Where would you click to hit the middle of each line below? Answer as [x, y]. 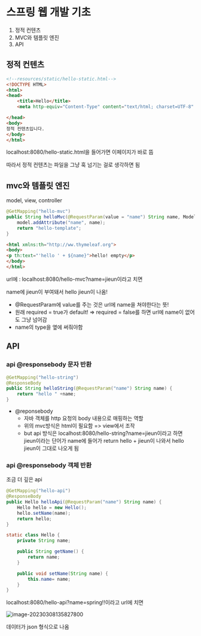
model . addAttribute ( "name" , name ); [61, 223]
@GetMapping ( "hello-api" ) [38, 491]
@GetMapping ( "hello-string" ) [42, 377]
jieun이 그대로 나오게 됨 [51, 448]
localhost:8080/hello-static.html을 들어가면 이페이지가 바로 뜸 [80, 152]
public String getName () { [51, 552]
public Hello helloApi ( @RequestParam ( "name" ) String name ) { [84, 502]
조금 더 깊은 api [25, 479]
